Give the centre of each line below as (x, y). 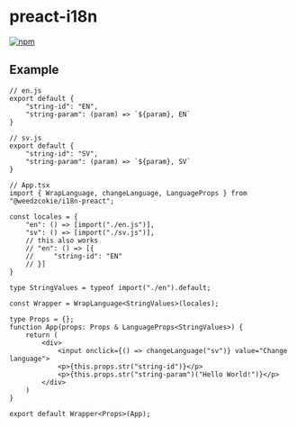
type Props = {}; (42, 319)
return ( (42, 335)
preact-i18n (54, 17)
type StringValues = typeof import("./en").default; (110, 287)
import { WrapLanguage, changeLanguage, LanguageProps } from (128, 193)
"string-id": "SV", (62, 154)
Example (34, 70)
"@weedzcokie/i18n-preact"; (62, 201)
